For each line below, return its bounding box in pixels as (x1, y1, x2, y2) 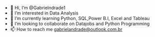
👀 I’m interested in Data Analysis (10, 10, 79, 16)
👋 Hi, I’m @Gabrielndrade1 (10, 5, 66, 10)
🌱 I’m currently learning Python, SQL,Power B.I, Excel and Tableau (10, 15, 150, 21)
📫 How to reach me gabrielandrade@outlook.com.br (10, 26, 123, 32)
